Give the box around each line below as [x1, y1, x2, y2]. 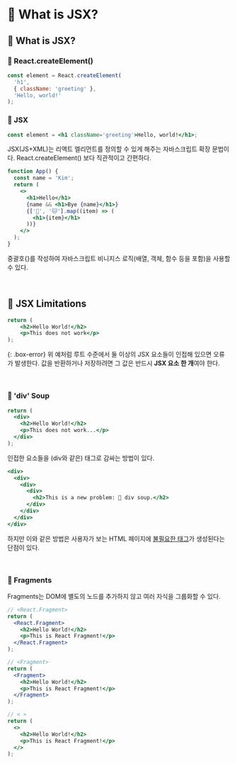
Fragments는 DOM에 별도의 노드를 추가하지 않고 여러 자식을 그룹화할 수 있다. [7, 592, 221, 600]
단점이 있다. [7, 543, 40, 552]
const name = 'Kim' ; [13, 175, 74, 182]
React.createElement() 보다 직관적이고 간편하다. [16, 154, 152, 162]
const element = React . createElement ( [7, 72, 122, 79]
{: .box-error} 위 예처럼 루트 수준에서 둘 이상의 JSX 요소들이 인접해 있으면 [7, 350, 212, 359]
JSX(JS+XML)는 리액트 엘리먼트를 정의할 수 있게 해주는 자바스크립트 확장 [7, 145, 211, 153]
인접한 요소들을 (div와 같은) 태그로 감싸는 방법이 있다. [7, 453, 155, 462]
